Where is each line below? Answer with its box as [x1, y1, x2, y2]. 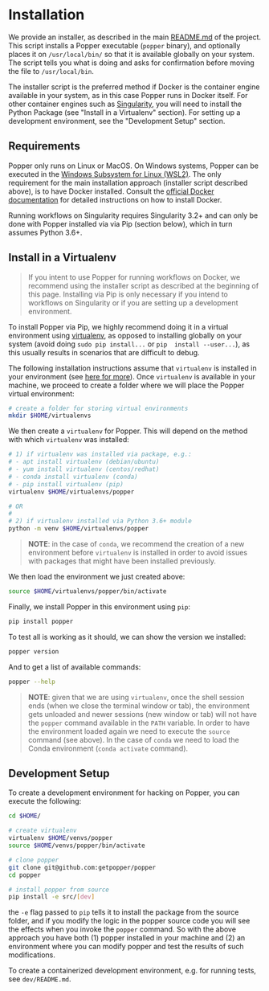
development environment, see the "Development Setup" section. [8, 116, 226, 125]
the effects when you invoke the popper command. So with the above [8, 924, 237, 934]
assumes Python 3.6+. [8, 227, 83, 237]
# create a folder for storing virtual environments [8, 404, 189, 412]
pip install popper [8, 617, 74, 625]
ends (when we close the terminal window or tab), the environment [27, 701, 251, 710]
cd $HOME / [8, 812, 42, 821]
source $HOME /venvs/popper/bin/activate [8, 842, 146, 850]
